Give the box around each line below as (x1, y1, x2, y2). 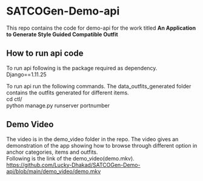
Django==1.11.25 (6, 71, 47, 78)
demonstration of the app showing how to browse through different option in (6, 142, 198, 149)
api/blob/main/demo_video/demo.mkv (6, 168, 101, 175)
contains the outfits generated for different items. (6, 89, 129, 96)
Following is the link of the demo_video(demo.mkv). (6, 154, 135, 162)
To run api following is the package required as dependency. (6, 64, 158, 71)
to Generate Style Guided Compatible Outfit (6, 30, 118, 38)
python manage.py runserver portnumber (6, 102, 110, 109)
